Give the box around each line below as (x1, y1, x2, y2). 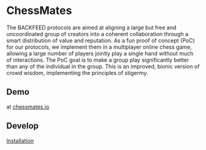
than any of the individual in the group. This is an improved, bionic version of (6, 62, 200, 70)
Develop (6, 121, 39, 131)
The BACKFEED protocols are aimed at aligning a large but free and (6, 24, 177, 31)
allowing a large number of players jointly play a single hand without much (6, 49, 194, 57)
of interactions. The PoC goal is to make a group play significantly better (6, 56, 189, 63)
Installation (6, 137, 34, 144)
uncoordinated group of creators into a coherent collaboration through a (6, 30, 189, 37)
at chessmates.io (6, 103, 50, 110)
